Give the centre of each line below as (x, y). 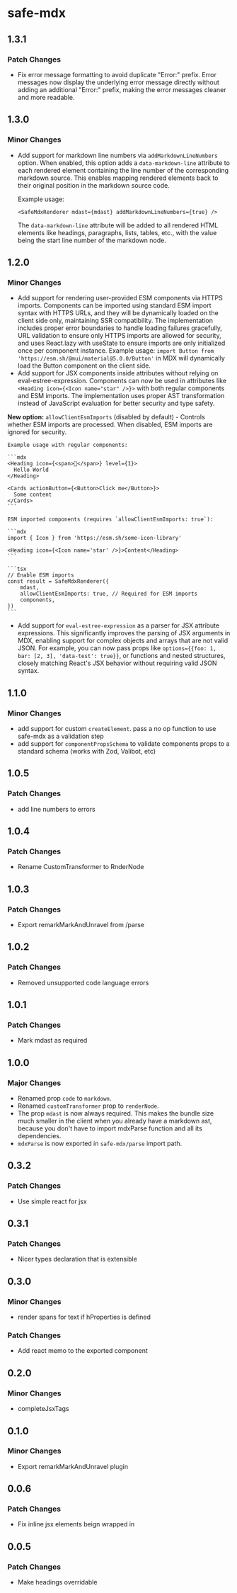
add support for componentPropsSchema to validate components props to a (123, 743)
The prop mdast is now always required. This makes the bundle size (116, 1113)
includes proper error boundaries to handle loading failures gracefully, (120, 328)
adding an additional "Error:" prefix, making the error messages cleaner (122, 89)
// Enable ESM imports (41, 575)
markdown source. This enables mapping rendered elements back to (118, 178)
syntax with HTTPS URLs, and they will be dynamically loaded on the (118, 313)
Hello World (31, 470)
